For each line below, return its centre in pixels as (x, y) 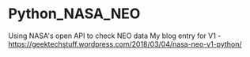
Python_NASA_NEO (74, 14)
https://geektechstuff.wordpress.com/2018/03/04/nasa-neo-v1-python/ (125, 44)
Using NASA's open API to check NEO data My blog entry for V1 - (115, 36)
